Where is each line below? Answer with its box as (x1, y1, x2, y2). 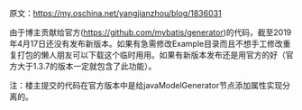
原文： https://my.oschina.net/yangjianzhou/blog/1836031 (9, 8, 223, 18)
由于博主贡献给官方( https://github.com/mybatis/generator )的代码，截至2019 (9, 27, 292, 38)
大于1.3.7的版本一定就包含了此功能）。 (16, 61, 157, 71)
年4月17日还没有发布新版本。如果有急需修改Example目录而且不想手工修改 (9, 39, 283, 49)
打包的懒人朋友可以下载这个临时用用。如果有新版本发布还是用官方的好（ (16, 50, 286, 60)
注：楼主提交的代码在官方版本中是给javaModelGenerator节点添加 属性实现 (9, 80, 283, 90)
